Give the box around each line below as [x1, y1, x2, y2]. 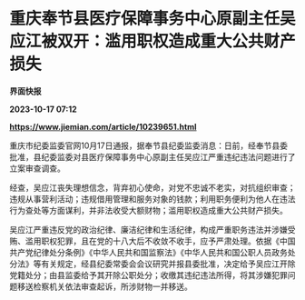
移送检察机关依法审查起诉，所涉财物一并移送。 [16, 281, 192, 292]
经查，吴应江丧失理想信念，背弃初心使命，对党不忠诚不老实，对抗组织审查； [9, 182, 296, 193]
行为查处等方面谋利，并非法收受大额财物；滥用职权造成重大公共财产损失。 [9, 205, 288, 215]
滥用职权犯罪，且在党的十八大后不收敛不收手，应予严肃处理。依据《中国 [25, 235, 296, 246]
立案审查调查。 [9, 163, 65, 174]
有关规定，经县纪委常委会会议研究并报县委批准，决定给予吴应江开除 [40, 258, 296, 269]
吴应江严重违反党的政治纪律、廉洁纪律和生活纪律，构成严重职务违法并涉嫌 [9, 224, 288, 235]
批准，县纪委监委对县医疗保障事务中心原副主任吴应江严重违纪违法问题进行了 [9, 151, 296, 162]
